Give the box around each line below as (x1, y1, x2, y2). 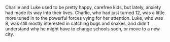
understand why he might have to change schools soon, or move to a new (5, 26, 160, 32)
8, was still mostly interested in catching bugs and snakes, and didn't (5, 20, 150, 26)
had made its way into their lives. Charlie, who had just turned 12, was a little (5, 10, 165, 16)
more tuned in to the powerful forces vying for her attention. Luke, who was (5, 15, 163, 21)
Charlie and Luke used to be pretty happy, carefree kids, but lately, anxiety (5, 5, 161, 10)
